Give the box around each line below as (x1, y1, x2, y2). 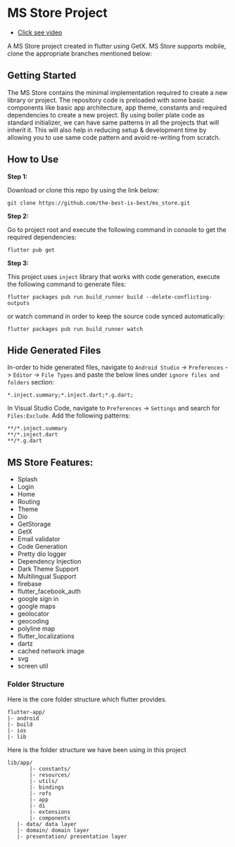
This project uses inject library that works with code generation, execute (7, 272, 220, 280)
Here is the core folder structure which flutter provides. (7, 695, 167, 704)
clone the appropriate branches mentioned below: (7, 49, 153, 58)
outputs (7, 299, 30, 306)
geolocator (17, 609, 49, 618)
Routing (17, 498, 41, 506)
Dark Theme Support (17, 564, 79, 574)
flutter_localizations (17, 632, 75, 640)
